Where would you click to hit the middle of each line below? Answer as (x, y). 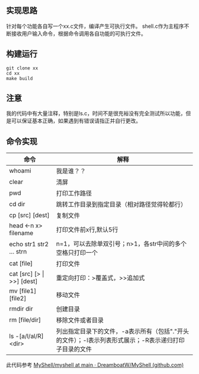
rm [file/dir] (25, 320)
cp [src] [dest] (29, 215)
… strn (18, 252)
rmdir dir (21, 309)
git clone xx (22, 68)
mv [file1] (23, 291)
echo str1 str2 (29, 244)
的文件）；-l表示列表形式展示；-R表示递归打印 (120, 340)
